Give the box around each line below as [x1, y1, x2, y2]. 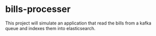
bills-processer [5, 3, 71, 15]
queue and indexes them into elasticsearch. [5, 25, 96, 31]
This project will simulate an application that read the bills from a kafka [5, 20, 152, 26]
